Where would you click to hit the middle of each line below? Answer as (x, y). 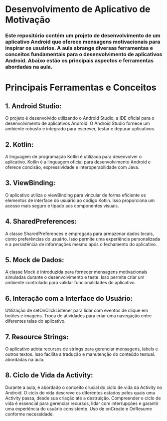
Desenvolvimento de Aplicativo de (78, 9)
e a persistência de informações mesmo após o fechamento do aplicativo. (81, 244)
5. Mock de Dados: (35, 260)
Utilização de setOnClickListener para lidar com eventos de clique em (77, 310)
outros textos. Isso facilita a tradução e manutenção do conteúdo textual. (80, 354)
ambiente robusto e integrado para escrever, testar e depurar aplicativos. (80, 129)
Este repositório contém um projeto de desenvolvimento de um (83, 36)
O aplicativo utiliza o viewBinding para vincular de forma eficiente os (76, 195)
